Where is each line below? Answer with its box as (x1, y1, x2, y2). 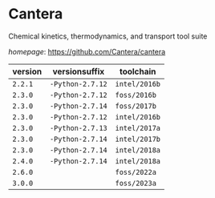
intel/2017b (115, 134, 161, 143)
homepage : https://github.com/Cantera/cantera (8, 46, 166, 56)
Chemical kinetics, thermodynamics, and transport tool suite (8, 31, 208, 41)
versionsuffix (52, 66, 105, 77)
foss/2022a (115, 168, 156, 176)
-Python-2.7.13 (49, 123, 107, 132)
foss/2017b (115, 101, 156, 111)
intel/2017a (115, 123, 161, 132)
